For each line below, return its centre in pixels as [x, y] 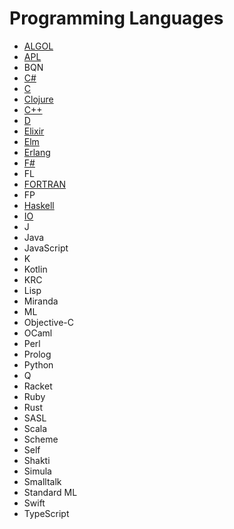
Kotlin [35, 269]
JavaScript [46, 248]
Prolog [37, 354]
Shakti [37, 460]
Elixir [34, 131]
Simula [37, 471]
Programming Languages [116, 18]
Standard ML [50, 492]
